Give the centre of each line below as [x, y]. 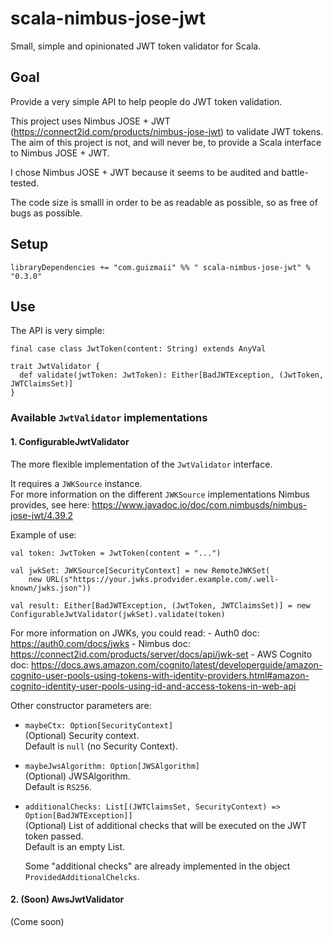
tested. [25, 183]
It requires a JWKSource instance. [76, 483]
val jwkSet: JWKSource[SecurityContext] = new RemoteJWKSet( [140, 570]
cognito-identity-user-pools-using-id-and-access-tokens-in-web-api [153, 686]
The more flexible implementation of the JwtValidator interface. [141, 464]
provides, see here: [50, 504]
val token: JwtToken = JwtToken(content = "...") [116, 553]
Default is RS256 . [58, 786]
